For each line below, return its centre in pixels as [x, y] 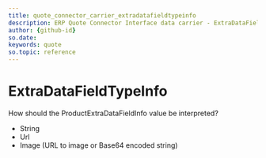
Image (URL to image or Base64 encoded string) [99, 145]
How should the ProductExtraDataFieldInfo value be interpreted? [114, 113]
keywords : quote [35, 45]
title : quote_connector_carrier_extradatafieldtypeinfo [102, 15]
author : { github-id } [42, 30]
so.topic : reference [42, 52]
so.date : [23, 38]
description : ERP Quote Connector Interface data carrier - [110, 23]
